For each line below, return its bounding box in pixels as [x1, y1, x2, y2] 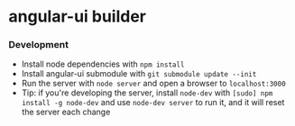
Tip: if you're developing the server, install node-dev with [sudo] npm [21, 87, 273, 98]
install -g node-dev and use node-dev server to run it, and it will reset [21, 97, 285, 108]
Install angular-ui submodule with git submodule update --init [21, 68, 257, 79]
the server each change [21, 106, 111, 118]
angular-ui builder [8, 6, 146, 27]
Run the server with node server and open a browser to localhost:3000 [21, 78, 286, 89]
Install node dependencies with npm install [21, 58, 185, 69]
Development [8, 39, 69, 51]
